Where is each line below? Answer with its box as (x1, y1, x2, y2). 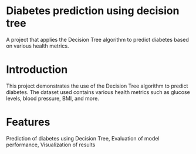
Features (6, 116, 50, 129)
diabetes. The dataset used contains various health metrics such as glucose (6, 88, 191, 95)
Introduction (6, 63, 68, 76)
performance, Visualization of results (6, 141, 96, 148)
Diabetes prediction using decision (6, 4, 180, 18)
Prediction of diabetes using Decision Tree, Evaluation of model (6, 135, 160, 142)
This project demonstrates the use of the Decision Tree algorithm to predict (6, 82, 188, 89)
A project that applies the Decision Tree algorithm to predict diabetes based (6, 36, 190, 43)
